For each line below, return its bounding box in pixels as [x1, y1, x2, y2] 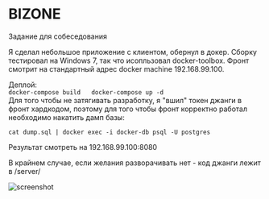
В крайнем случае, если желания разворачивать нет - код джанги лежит [8, 158, 262, 168]
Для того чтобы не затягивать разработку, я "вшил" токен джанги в [8, 95, 242, 105]
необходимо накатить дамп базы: [8, 112, 125, 122]
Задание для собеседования [8, 31, 107, 41]
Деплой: [8, 80, 38, 89]
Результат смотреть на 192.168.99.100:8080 [8, 142, 158, 151]
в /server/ [8, 166, 41, 176]
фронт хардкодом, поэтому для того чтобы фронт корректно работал [8, 104, 248, 114]
